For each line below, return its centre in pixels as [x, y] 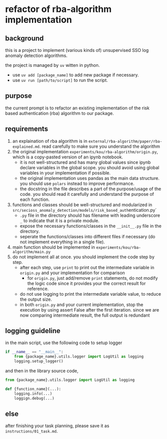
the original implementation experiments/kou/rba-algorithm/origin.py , [85, 151]
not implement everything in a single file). [62, 242]
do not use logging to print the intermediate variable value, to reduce [90, 294]
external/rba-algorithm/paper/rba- [125, 141]
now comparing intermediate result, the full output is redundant [85, 315]
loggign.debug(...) [34, 398]
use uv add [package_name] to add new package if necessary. [76, 75]
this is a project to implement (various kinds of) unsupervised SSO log [77, 50]
